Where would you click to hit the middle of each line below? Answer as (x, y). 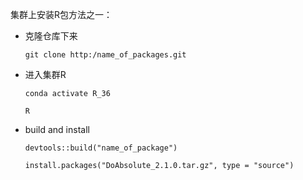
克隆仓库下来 (51, 36)
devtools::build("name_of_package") (101, 148)
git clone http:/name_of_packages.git (105, 55)
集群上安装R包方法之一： (61, 14)
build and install (57, 129)
